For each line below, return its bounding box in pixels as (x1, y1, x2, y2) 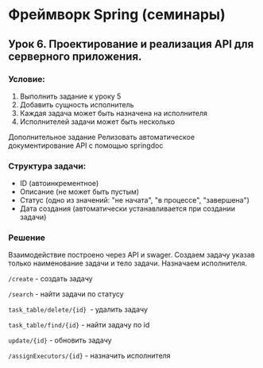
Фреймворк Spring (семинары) (8, 6, 226, 24)
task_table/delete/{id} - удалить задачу (8, 304, 149, 315)
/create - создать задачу (8, 274, 93, 284)
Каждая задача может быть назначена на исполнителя (19, 108, 208, 118)
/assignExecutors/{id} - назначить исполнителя (8, 351, 171, 361)
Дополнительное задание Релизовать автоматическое (8, 132, 195, 141)
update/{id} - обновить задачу (8, 335, 113, 345)
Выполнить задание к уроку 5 (19, 91, 122, 101)
